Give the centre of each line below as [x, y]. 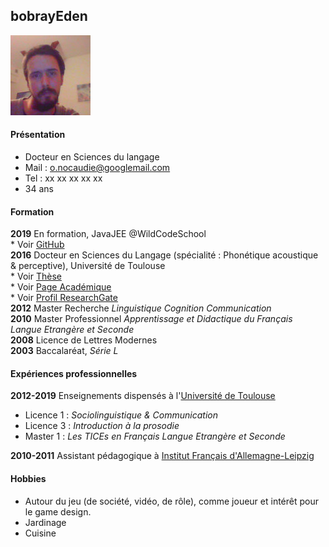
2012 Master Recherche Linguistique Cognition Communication [141, 308]
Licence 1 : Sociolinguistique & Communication [121, 415]
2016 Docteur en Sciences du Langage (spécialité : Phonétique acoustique [164, 255]
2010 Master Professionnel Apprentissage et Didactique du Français [151, 319]
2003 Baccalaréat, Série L [64, 351]
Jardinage [45, 522]
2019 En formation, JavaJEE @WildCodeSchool [108, 234]
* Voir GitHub [37, 245]
